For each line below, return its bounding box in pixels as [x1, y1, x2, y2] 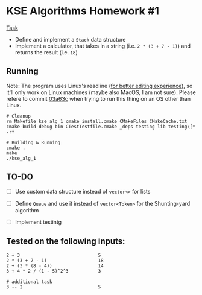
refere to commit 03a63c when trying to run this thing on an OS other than [6, 95, 191, 102]
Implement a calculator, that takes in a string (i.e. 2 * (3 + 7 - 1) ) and [14, 42, 191, 49]
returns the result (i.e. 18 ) [14, 48, 78, 56]
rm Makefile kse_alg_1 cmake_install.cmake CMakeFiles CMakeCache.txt [6, 118, 188, 124]
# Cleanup [6, 113, 31, 119]
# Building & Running [6, 139, 61, 145]
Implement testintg [14, 218, 62, 226]
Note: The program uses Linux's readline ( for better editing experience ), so [6, 82, 193, 89]
